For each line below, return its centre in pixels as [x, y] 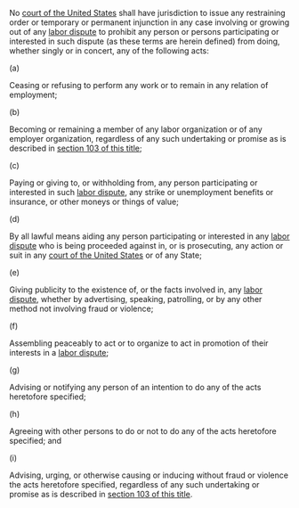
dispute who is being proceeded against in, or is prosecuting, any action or [146, 246]
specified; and [36, 441]
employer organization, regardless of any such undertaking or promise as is [148, 139]
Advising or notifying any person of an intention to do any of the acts [135, 387]
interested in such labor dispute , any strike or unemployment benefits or [141, 192]
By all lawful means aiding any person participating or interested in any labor [149, 236]
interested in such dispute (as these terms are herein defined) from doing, [145, 41]
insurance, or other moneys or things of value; [94, 201]
